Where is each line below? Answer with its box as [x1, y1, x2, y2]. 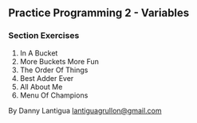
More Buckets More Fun [19, 56, 100, 66]
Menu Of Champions [19, 90, 89, 100]
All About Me [19, 82, 63, 91]
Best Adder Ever [19, 73, 74, 83]
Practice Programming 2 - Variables [8, 6, 190, 20]
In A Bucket [19, 48, 58, 58]
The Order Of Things [19, 65, 89, 75]
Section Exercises [8, 30, 80, 41]
